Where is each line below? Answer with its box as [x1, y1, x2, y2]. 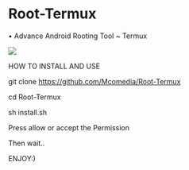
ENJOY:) [8, 153, 36, 163]
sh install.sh [8, 107, 48, 117]
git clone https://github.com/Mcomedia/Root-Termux [8, 76, 181, 86]
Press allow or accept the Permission [8, 122, 129, 132]
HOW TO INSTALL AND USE [8, 61, 101, 71]
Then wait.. [8, 138, 45, 148]
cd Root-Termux [8, 92, 61, 102]
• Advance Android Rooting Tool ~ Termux [8, 31, 148, 41]
